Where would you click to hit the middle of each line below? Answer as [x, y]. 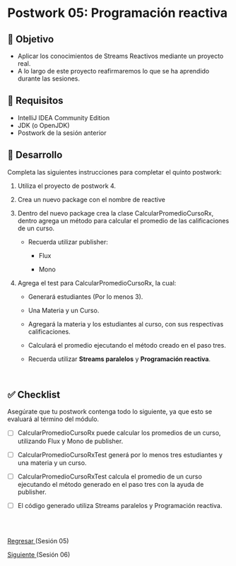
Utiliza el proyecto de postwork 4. [67, 186]
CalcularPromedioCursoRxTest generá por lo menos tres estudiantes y [120, 454]
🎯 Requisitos [35, 101]
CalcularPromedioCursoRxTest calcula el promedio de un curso [110, 476]
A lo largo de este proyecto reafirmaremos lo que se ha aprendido [113, 71]
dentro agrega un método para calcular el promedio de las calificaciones [123, 220]
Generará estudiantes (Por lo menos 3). [85, 296]
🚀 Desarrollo [35, 155]
